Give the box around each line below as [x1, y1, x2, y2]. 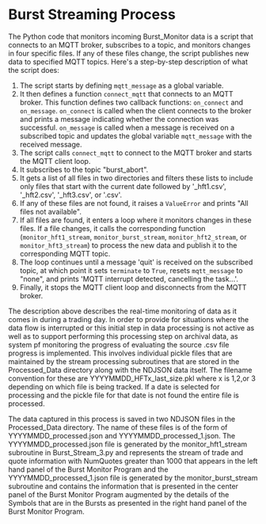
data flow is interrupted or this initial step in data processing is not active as [8, 323, 255, 332]
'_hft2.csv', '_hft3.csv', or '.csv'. [19, 190, 123, 199]
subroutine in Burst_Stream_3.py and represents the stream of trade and [8, 447, 244, 457]
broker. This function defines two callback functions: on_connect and [19, 97, 244, 107]
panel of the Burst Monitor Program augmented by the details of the [8, 489, 230, 499]
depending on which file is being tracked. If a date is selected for [8, 382, 220, 391]
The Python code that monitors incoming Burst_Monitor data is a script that [8, 32, 253, 41]
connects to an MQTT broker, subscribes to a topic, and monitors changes [8, 40, 251, 49]
